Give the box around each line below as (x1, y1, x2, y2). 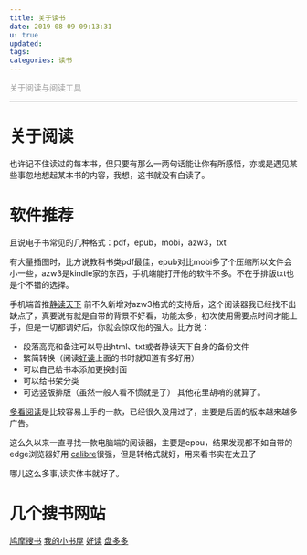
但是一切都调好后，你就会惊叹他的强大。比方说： (25, 321, 210, 332)
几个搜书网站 (9, 504, 107, 524)
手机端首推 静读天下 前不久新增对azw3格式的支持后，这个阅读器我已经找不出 (9, 298, 297, 309)
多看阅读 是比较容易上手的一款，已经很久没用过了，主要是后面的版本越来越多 (9, 406, 298, 417)
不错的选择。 (25, 279, 74, 290)
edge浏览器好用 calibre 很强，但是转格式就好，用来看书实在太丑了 (9, 448, 257, 459)
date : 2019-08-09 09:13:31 (9, 22, 112, 31)
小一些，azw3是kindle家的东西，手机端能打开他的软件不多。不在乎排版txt (9, 267, 287, 279)
